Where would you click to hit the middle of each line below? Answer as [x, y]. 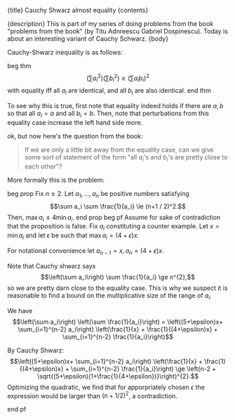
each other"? [43, 166]
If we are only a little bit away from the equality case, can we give [119, 150]
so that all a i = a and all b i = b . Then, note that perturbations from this [108, 114]
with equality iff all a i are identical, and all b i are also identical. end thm [109, 92]
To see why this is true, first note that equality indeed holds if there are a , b [115, 106]
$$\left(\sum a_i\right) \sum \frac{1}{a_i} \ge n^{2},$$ [118, 277]
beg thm [19, 66]
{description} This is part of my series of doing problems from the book [110, 24]
